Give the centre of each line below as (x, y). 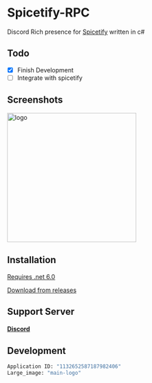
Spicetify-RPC (48, 13)
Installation (32, 260)
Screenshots (35, 100)
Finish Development (45, 70)
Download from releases (42, 290)
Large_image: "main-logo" (44, 373)
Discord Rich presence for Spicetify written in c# (76, 32)
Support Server (41, 311)
